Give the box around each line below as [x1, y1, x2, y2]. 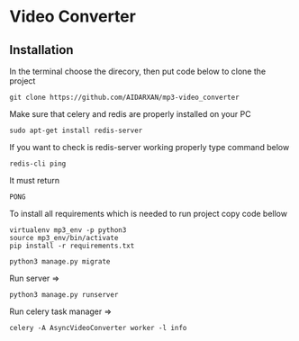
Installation [9, 42, 74, 58]
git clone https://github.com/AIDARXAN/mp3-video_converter [9, 93, 240, 102]
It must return [9, 175, 60, 185]
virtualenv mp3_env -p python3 [9, 226, 127, 235]
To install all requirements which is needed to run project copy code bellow [9, 209, 288, 219]
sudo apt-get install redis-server [9, 126, 143, 135]
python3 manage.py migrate [9, 257, 111, 266]
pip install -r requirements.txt [9, 241, 135, 250]
